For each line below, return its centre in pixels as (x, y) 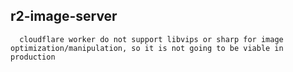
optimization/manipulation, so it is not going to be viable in (147, 48)
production (33, 57)
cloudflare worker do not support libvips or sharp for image (151, 39)
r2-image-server (64, 16)
